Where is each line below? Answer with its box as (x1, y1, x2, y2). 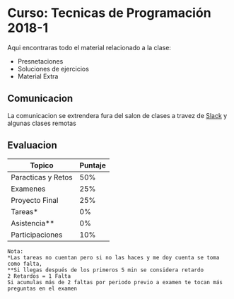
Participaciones (11, 230, 63, 240)
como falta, (7, 260, 42, 267)
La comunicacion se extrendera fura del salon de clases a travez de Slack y (7, 111, 228, 119)
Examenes (11, 184, 46, 194)
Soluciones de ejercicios (17, 64, 90, 73)
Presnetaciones (17, 57, 64, 65)
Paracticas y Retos (11, 172, 73, 182)
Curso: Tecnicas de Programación (7, 5, 211, 21)
